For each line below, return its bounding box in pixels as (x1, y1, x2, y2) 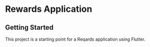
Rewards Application (5, 3, 92, 15)
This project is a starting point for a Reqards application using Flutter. (5, 36, 146, 42)
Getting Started (5, 23, 54, 32)
